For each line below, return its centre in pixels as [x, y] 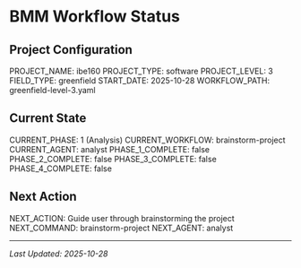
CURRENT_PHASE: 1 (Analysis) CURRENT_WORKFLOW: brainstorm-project [147, 140]
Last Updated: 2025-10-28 [59, 254]
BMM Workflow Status [95, 17]
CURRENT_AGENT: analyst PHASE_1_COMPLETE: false [110, 149]
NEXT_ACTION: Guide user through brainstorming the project [122, 218]
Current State [48, 118]
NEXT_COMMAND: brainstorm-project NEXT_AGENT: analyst [121, 228]
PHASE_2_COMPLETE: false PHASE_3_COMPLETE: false [113, 159]
